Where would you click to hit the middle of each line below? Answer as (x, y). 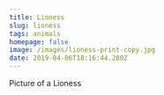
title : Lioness (37, 17)
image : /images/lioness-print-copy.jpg (82, 50)
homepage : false (39, 42)
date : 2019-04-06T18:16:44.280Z (68, 58)
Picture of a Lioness (45, 83)
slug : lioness (35, 26)
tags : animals (35, 33)
